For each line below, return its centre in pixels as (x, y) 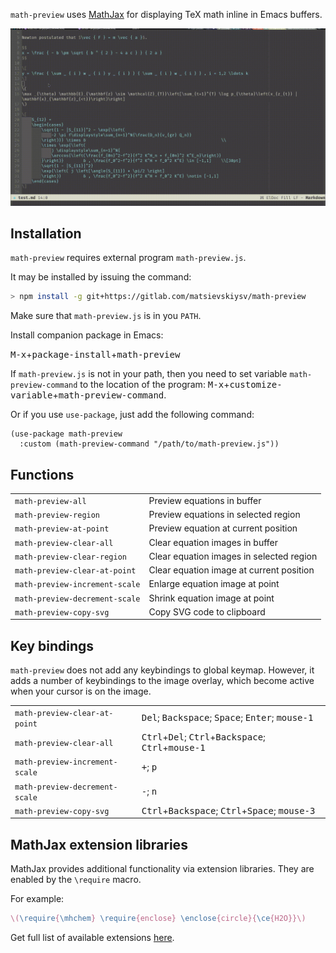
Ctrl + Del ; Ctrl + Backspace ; (203, 737)
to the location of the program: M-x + (154, 385)
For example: (37, 899)
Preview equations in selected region (224, 514)
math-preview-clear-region (70, 557)
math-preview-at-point (62, 529)
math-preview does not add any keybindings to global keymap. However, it (162, 670)
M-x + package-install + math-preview (95, 355)
